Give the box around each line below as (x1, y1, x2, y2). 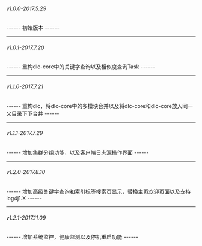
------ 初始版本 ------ (6, 24, 60, 31)
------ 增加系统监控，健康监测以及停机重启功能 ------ (6, 233, 139, 241)
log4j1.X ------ (6, 195, 42, 202)
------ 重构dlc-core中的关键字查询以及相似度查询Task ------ (6, 63, 156, 70)
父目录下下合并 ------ (6, 110, 60, 117)
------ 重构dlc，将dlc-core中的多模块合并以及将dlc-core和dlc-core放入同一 (6, 102, 194, 109)
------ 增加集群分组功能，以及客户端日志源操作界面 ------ (6, 149, 149, 156)
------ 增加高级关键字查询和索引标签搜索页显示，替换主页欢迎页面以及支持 (6, 188, 191, 195)
